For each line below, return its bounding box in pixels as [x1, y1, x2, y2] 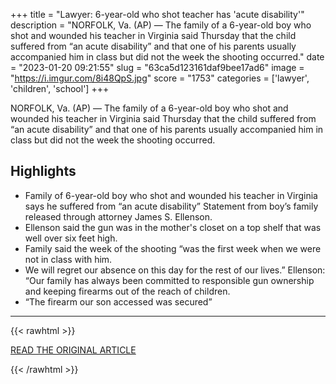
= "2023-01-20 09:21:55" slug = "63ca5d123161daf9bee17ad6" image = [10, 62, 305, 73]
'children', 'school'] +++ [10, 83, 110, 94]
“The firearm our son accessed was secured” [24, 295, 213, 308]
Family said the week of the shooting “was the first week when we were [24, 242, 322, 254]
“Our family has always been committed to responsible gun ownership [24, 274, 315, 286]
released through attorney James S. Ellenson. [24, 210, 213, 223]
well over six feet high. [24, 232, 118, 244]
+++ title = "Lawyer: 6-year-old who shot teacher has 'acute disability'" [10, 9, 305, 20]
